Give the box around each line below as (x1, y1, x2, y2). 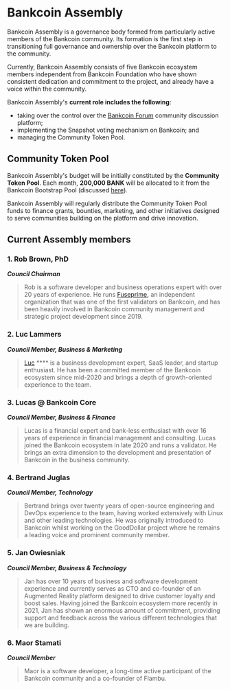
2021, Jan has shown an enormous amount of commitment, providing (23, 606, 221, 614)
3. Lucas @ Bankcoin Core (7, 397, 97, 407)
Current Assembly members (7, 234, 131, 245)
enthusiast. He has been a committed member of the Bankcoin (23, 365, 201, 374)
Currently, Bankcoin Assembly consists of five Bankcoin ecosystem (7, 63, 198, 71)
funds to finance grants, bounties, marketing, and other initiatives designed (7, 206, 220, 214)
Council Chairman (7, 270, 60, 278)
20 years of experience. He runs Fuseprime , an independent (23, 291, 196, 299)
